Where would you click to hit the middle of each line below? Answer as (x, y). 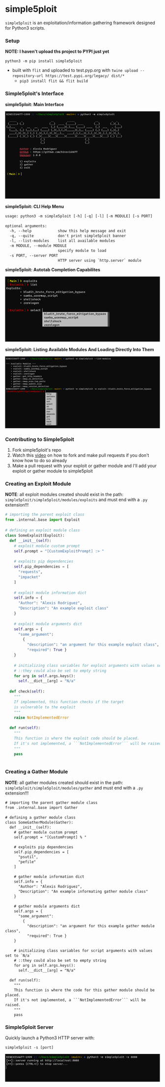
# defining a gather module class (41, 817)
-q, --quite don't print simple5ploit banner (68, 236)
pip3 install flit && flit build (54, 81)
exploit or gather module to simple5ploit (53, 471)
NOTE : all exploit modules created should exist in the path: (64, 495)
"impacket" (29, 577)
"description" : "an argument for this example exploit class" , (93, 645)
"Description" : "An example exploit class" (63, 608)
